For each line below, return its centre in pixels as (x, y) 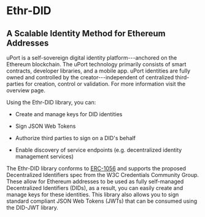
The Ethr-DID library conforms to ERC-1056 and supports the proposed (96, 168)
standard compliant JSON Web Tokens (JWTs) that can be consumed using (102, 201)
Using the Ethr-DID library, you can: (51, 102)
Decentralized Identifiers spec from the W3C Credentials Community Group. (103, 175)
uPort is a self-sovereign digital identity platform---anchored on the (92, 58)
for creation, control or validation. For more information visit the (106, 84)
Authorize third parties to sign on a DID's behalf (75, 138)
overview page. (26, 90)
